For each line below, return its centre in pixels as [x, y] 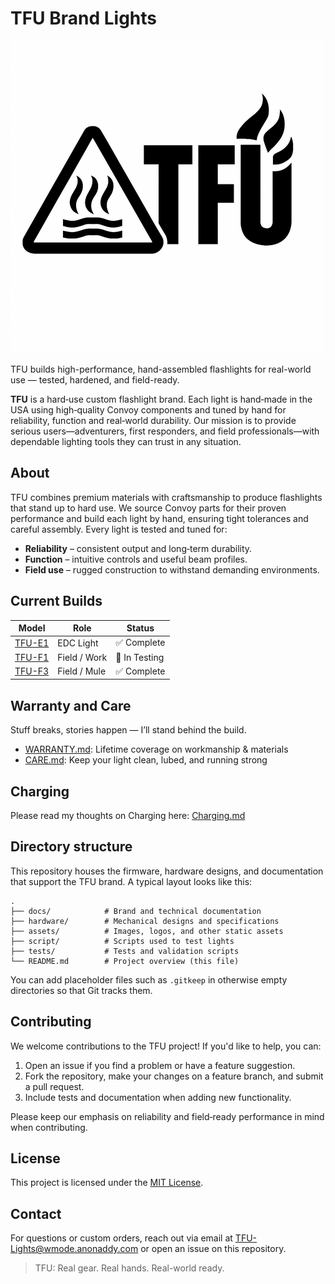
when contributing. [49, 1127]
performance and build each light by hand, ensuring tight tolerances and [159, 518]
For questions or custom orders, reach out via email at [121, 1238]
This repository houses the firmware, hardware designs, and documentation [167, 871]
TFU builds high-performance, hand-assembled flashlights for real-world [161, 369]
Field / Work [82, 657]
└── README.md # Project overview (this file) [125, 961]
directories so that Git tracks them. [81, 990]
